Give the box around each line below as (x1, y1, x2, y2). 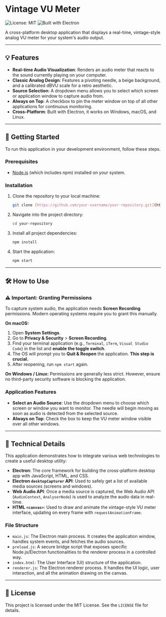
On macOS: (5, 320, 29, 327)
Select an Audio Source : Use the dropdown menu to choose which (12, 400, 149, 406)
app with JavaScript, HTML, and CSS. (12, 473, 89, 479)
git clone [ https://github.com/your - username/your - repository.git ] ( (12, 203, 157, 208)
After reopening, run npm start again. (12, 362, 88, 368)
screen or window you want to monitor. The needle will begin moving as (12, 405, 159, 411)
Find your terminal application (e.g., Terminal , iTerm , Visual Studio (12, 340, 149, 346)
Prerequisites (5, 158, 38, 165)
